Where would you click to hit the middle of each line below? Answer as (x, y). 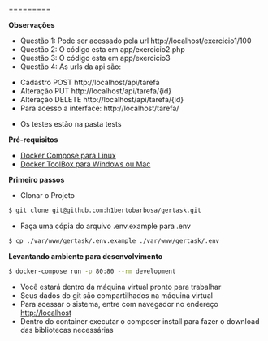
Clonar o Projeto (48, 195)
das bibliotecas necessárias (67, 330)
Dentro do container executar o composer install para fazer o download (140, 321)
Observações (32, 25)
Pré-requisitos (33, 140)
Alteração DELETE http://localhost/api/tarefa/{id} (102, 99)
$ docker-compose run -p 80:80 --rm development (92, 271)
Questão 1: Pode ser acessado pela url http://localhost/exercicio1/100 (136, 41)
